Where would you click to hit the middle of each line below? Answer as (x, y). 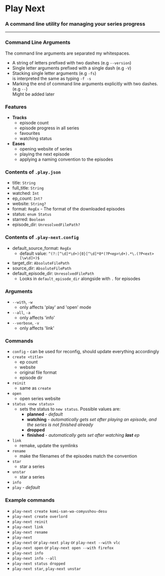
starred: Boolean (28, 219)
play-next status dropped (39, 564)
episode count (34, 123)
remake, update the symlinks (49, 446)
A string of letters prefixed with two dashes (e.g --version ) (72, 62)
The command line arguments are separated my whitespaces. (68, 53)
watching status (36, 139)
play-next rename (30, 532)
